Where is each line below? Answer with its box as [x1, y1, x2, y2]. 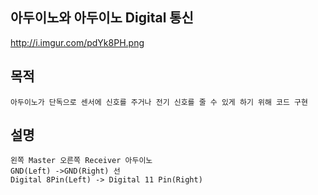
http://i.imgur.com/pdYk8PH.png [10, 36, 145, 48]
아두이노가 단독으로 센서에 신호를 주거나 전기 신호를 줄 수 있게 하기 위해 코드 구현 [10, 97, 308, 107]
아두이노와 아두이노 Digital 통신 [10, 9, 194, 27]
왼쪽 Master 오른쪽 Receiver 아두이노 [10, 156, 153, 166]
